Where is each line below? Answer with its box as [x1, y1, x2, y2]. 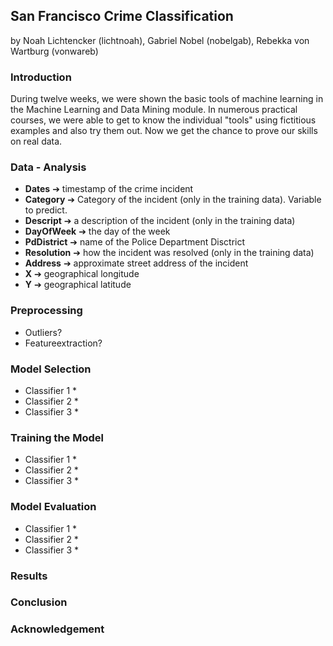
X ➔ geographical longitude [24, 268, 140, 280]
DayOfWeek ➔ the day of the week [24, 225, 171, 238]
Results [10, 569, 48, 583]
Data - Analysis [10, 160, 87, 174]
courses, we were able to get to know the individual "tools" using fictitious [10, 114, 317, 126]
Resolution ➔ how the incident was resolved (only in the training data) [24, 247, 315, 259]
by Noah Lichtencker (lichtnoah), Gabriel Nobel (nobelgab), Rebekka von [10, 34, 310, 46]
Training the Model [10, 430, 104, 444]
